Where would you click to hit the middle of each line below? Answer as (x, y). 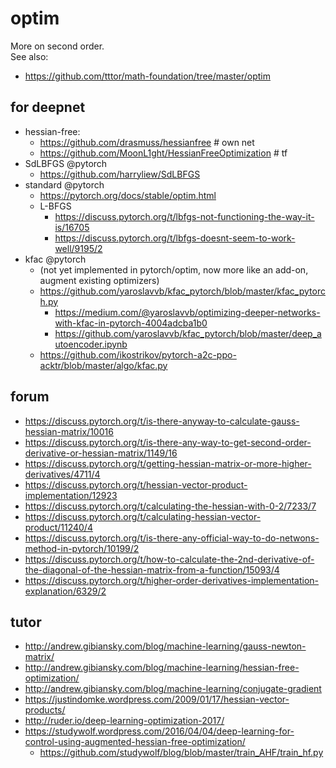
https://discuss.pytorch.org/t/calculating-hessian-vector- (143, 516)
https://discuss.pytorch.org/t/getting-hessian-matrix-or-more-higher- (168, 463)
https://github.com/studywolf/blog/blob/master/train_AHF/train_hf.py (181, 753)
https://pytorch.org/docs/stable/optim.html (128, 195)
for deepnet (48, 107)
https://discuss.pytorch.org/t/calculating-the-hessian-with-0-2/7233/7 (170, 506)
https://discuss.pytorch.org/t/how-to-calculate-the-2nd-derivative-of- (169, 559)
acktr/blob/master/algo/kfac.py (103, 365)
